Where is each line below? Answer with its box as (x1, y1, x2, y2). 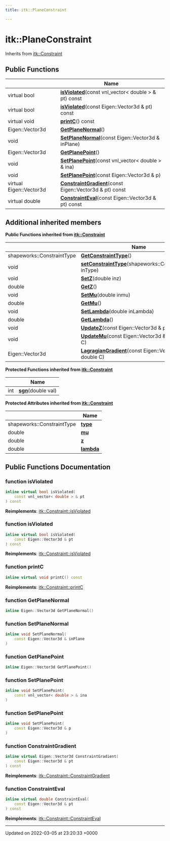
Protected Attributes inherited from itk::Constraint (5, 400, 113, 406)
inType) (80, 267, 99, 274)
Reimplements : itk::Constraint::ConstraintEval (5, 815, 101, 821)
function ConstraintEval (5, 785, 65, 792)
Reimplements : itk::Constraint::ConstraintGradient (5, 773, 110, 779)
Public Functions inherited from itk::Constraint (5, 232, 105, 238)
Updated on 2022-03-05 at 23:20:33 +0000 (5, 830, 98, 836)
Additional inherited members (5, 218, 102, 227)
